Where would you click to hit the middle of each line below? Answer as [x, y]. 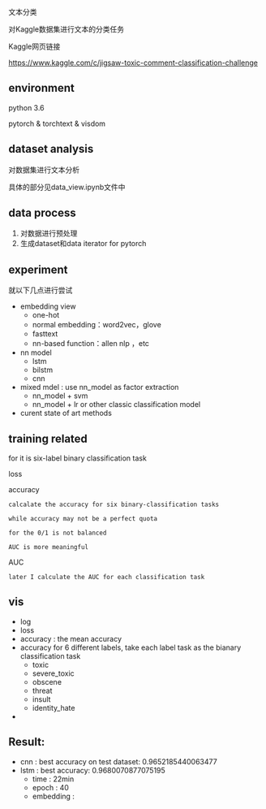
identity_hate [54, 707]
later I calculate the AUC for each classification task [107, 578]
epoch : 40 [50, 787]
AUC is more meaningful [49, 547]
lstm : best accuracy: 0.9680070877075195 [93, 770]
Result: [27, 742]
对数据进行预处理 [49, 233]
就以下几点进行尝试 [41, 290]
